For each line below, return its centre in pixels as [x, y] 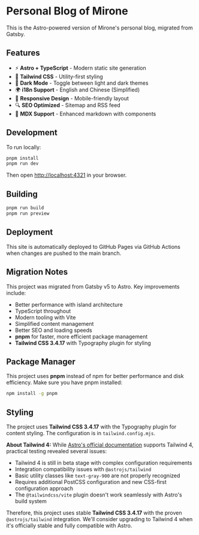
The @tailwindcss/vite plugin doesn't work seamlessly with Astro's [98, 495]
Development [32, 133]
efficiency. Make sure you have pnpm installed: [64, 382]
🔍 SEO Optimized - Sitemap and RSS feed [68, 105]
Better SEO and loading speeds [53, 330]
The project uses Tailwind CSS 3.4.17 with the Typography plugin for [91, 427]
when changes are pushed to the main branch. [64, 253]
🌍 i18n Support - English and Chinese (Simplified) [77, 90]
